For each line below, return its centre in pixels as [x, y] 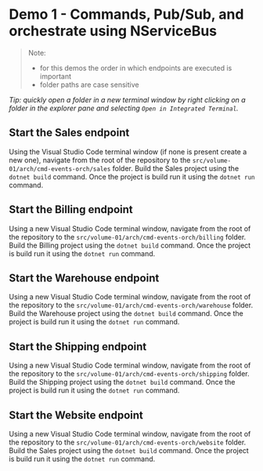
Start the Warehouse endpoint [84, 278]
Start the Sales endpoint [69, 133]
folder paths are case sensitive [89, 85]
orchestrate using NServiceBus [113, 31]
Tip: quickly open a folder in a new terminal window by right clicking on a [127, 100]
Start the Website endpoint [76, 415]
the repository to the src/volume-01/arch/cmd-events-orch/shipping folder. [129, 374]
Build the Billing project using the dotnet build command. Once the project [130, 245]
